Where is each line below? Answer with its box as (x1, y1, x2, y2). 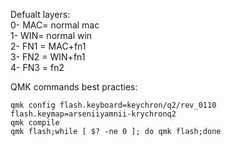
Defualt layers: (10, 9, 71, 20)
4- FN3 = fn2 (10, 62, 65, 73)
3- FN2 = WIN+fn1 (10, 51, 86, 63)
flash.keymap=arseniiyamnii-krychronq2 (10, 109, 177, 119)
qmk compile (10, 118, 60, 128)
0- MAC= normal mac (10, 19, 100, 31)
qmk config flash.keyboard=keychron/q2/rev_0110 (10, 100, 217, 110)
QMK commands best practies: (10, 81, 138, 93)
